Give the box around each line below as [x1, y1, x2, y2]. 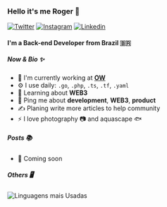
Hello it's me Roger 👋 [7, 6, 80, 16]
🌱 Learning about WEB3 [17, 88, 88, 97]
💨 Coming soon [17, 154, 63, 162]
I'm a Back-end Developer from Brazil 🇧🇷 [7, 38, 132, 47]
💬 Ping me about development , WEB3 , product [17, 95, 156, 105]
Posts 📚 [7, 134, 33, 142]
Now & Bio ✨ [7, 55, 44, 64]
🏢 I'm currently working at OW [17, 73, 106, 82]
